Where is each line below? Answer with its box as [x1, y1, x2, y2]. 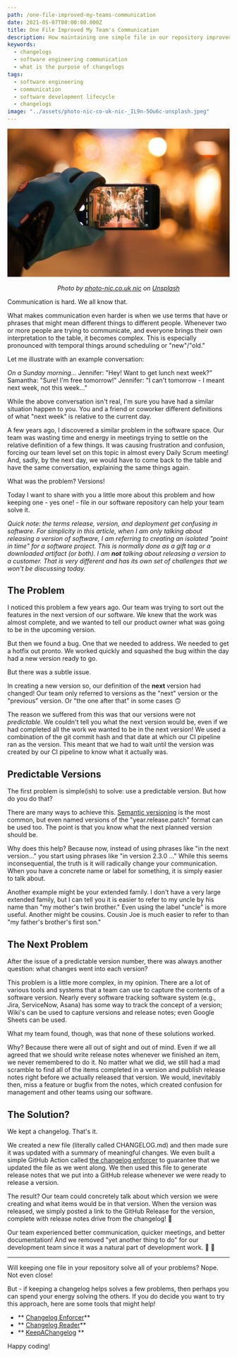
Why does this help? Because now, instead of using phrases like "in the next [7, 844, 229, 853]
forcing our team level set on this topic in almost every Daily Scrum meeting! [7, 448, 229, 456]
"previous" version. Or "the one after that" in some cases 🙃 [7, 697, 181, 705]
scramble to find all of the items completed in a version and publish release [7, 1066, 226, 1074]
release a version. [7, 1178, 59, 1186]
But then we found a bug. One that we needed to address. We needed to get [7, 639, 229, 648]
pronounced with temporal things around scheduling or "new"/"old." [7, 341, 206, 349]
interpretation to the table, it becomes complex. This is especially [7, 334, 197, 342]
